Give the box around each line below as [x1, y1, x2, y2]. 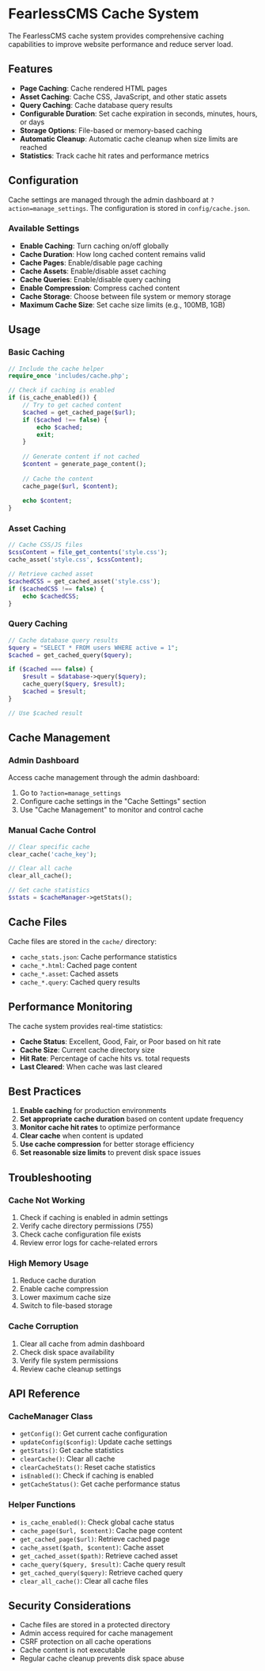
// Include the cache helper [8, 365, 104, 373]
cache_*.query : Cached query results [19, 977, 141, 987]
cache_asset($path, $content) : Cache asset [19, 1543, 165, 1552]
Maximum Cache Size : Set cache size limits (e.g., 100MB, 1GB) [19, 300, 225, 309]
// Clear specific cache [8, 843, 90, 851]
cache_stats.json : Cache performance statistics [19, 952, 177, 962]
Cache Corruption [8, 1321, 79, 1332]
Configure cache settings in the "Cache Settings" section [19, 797, 207, 806]
